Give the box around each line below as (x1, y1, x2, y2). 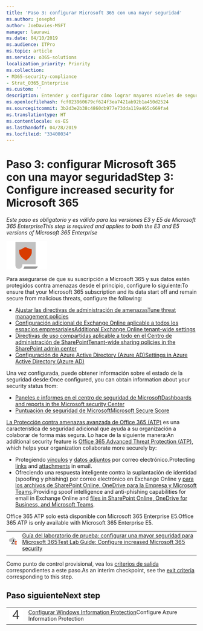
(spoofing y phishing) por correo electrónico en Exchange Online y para (14, 475, 195, 483)
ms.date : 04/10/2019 (6, 35, 59, 42)
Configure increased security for (6, 183, 175, 197)
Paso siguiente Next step (6, 591, 101, 601)
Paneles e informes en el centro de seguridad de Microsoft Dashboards (14, 394, 192, 401)
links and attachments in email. (14, 462, 92, 470)
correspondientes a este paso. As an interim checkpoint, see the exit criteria (6, 566, 195, 574)
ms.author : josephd (6, 16, 56, 22)
